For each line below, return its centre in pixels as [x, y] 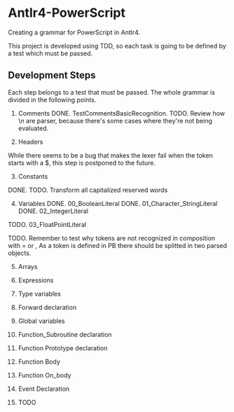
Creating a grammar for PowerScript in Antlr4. [74, 32]
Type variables [40, 294]
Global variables [41, 321]
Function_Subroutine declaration [65, 334]
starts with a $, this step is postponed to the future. [82, 163]
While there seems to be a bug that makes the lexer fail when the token [110, 155]
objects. [20, 253]
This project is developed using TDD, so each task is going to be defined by [117, 46]
